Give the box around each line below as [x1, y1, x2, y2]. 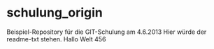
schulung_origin [6, 5, 103, 21]
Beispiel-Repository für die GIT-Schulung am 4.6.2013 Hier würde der [6, 28, 207, 36]
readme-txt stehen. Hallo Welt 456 [6, 35, 106, 43]
